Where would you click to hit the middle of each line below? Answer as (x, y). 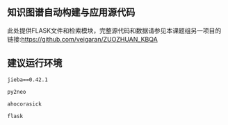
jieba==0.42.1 (28, 80)
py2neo (17, 92)
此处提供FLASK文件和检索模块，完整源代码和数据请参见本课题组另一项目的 (114, 31)
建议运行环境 (35, 64)
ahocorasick (24, 104)
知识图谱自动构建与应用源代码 (71, 12)
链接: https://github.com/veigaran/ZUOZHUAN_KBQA (82, 39)
